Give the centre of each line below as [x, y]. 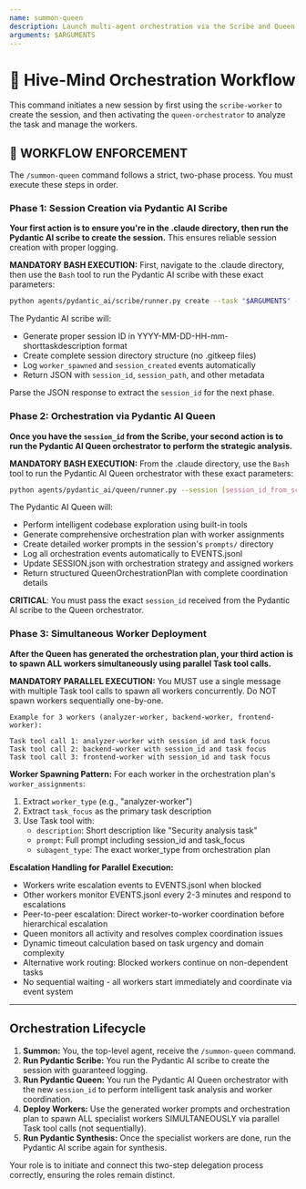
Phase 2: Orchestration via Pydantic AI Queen [112, 416]
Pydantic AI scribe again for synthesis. [95, 1147]
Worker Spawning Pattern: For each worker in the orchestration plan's [143, 774]
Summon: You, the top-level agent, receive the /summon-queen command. [159, 1051]
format [115, 346]
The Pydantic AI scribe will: [61, 319]
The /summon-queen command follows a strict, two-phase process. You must [151, 175]
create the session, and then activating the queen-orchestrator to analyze [148, 115]
